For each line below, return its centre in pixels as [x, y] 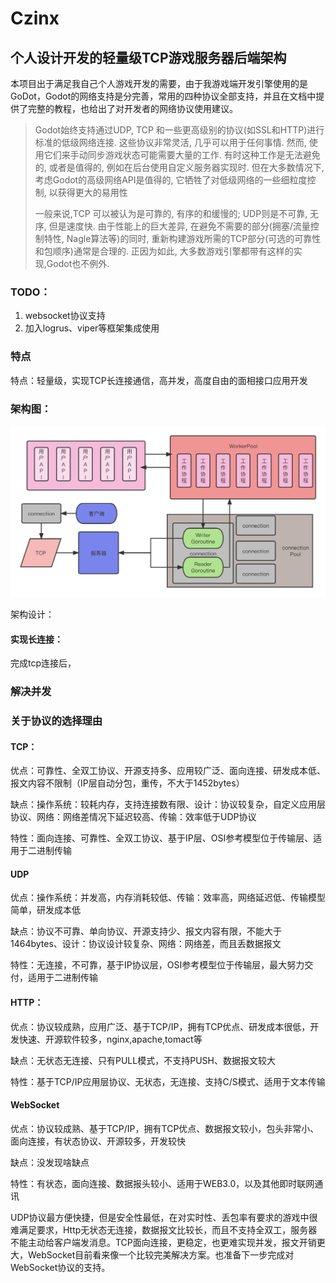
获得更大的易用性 [92, 192]
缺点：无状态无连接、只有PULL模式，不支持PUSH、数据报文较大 [143, 1060]
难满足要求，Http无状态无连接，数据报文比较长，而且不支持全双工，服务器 [164, 1229]
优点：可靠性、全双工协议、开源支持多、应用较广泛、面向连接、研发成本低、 [168, 771]
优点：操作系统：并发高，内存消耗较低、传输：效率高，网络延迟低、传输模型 [168, 898]
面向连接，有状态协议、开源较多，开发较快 [98, 1141]
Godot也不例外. [78, 263]
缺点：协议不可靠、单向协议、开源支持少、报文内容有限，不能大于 [146, 931]
